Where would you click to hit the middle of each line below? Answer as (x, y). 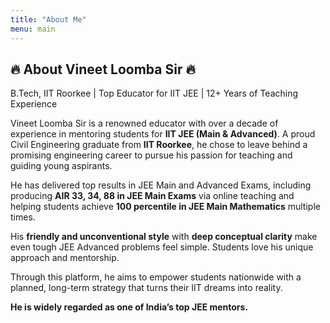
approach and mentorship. (65, 258)
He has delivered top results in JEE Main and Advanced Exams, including (161, 185)
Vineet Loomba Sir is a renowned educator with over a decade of (144, 123)
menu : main (33, 29)
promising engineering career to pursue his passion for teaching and (151, 155)
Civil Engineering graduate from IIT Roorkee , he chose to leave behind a (159, 145)
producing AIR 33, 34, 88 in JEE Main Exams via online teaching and (152, 196)
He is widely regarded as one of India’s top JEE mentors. (129, 307)
